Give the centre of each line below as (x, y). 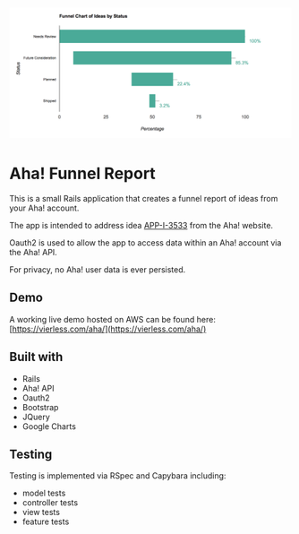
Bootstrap (40, 407)
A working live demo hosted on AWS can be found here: (113, 319)
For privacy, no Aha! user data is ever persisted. (98, 269)
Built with (36, 357)
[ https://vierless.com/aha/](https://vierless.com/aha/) (108, 329)
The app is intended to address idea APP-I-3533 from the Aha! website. (141, 225)
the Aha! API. (34, 252)
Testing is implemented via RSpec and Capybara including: (118, 476)
